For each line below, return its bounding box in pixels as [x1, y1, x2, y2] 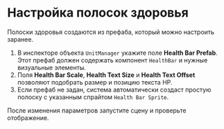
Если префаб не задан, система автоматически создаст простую [17, 85, 212, 94]
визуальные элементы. [17, 63, 87, 71]
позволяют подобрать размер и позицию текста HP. [17, 78, 173, 86]
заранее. [7, 35, 33, 43]
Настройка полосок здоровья [7, 5, 189, 21]
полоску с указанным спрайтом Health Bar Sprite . [17, 92, 169, 101]
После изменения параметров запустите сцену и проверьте [7, 106, 187, 114]
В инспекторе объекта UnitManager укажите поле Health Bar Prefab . [17, 49, 218, 57]
